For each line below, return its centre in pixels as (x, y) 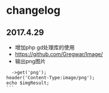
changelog (34, 10)
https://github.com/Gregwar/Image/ (59, 54)
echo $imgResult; (28, 83)
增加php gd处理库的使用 (45, 47)
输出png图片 (30, 61)
